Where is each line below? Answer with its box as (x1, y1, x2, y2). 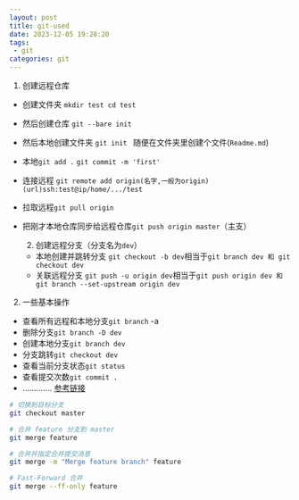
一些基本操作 (21, 296, 70, 307)
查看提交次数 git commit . (21, 371, 118, 382)
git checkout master (9, 408, 87, 418)
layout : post (9, 12, 58, 22)
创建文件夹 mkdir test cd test (21, 99, 137, 110)
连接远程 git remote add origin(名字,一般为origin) (21, 175, 210, 186)
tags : (9, 37, 29, 47)
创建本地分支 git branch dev (21, 338, 127, 348)
